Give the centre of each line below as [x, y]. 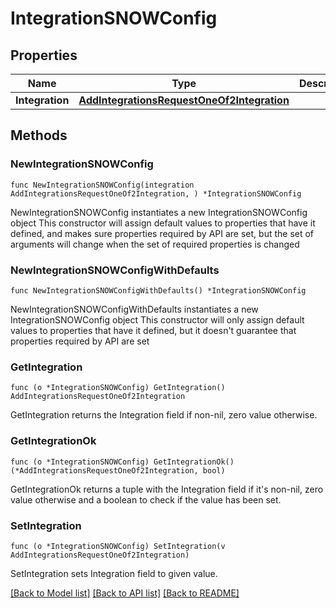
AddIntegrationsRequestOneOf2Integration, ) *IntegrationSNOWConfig [156, 193]
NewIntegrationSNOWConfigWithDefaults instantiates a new [134, 309]
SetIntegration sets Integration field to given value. [114, 573]
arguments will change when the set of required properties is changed [155, 244]
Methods [39, 135]
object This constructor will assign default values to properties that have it [163, 223]
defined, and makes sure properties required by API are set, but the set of [162, 233]
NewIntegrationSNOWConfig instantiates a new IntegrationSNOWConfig [159, 212]
